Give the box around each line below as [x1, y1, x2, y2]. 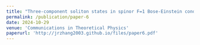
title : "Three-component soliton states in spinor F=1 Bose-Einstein [6, 8, 183, 15]
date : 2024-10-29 [6, 19, 49, 25]
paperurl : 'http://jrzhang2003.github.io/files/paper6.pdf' [6, 30, 159, 36]
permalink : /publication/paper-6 [6, 14, 89, 20]
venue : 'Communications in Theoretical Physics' [6, 25, 129, 31]
